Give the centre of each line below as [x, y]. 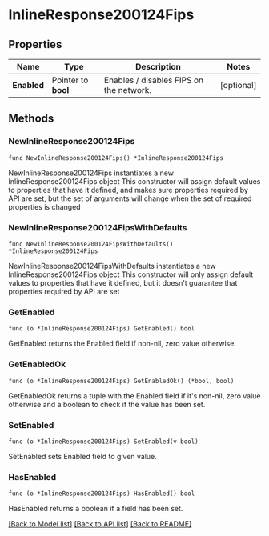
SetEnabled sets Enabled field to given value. [83, 456]
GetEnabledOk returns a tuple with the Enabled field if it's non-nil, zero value [134, 396]
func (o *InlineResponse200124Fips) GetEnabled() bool [102, 329]
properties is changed [45, 206]
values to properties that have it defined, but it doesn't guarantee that [123, 282]
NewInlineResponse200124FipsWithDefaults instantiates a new [112, 266]
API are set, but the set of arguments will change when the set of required [130, 198]
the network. [128, 90]
